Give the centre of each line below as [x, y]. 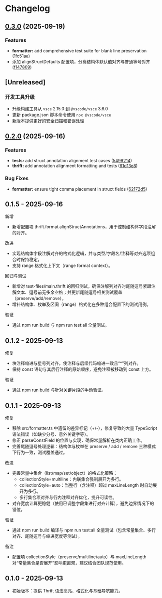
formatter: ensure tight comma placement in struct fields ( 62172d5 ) [80, 189]
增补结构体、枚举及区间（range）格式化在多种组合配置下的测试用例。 [81, 304]
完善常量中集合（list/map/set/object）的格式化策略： [65, 473]
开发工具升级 [20, 97]
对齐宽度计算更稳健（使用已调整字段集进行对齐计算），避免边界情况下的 [83, 503]
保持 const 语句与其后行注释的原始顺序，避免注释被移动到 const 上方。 [83, 369]
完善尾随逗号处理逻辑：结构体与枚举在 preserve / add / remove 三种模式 [84, 446]
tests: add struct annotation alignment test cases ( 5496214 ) [72, 161]
